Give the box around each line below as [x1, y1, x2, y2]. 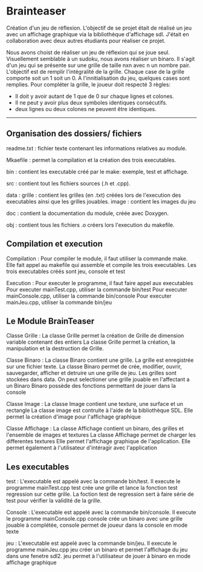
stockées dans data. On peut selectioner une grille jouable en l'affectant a [6, 376, 190, 383]
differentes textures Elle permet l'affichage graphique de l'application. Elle [6, 438, 191, 445]
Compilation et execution [6, 239, 103, 249]
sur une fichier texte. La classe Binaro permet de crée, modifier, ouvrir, [6, 363, 182, 370]
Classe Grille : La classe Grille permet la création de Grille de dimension [6, 332, 184, 339]
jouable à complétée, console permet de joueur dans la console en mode [6, 521, 188, 529]
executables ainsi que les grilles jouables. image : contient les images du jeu [6, 198, 196, 205]
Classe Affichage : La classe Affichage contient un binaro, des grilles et [6, 425, 184, 432]
